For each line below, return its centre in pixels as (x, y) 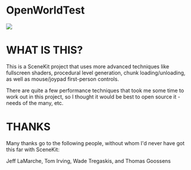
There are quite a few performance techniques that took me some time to (95, 90)
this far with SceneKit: (33, 149)
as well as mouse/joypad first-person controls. (62, 79)
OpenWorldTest (45, 10)
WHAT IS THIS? (45, 50)
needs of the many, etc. (35, 103)
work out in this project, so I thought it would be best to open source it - (93, 97)
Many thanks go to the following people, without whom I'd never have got (95, 143)
